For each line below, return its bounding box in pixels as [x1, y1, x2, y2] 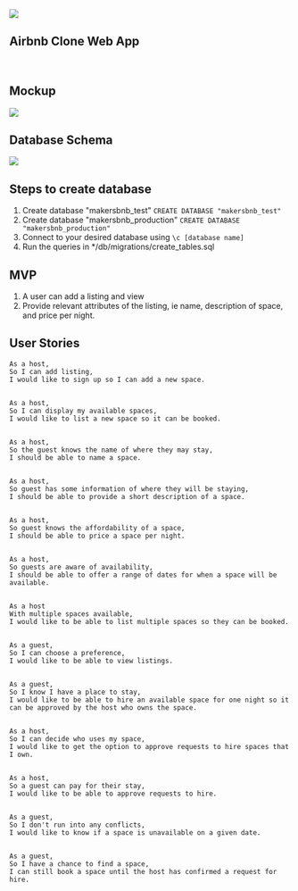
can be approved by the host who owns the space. [9, 703, 198, 712]
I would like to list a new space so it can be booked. [9, 414, 221, 423]
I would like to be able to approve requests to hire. [9, 789, 218, 798]
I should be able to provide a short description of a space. [9, 492, 245, 501]
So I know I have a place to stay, [9, 687, 142, 696]
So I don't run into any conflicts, [9, 820, 145, 829]
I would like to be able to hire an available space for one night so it [9, 695, 290, 704]
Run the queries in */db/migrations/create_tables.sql [21, 241, 215, 253]
